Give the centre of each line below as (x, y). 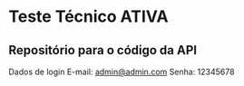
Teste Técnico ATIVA (88, 17)
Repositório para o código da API (102, 50)
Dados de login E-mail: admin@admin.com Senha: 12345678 (122, 72)
